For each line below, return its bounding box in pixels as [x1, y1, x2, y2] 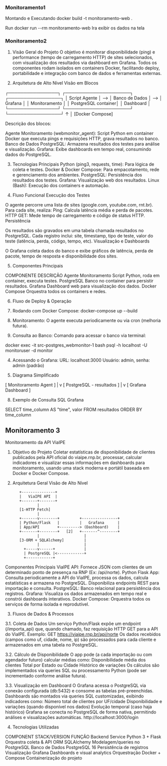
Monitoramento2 [5, 37, 47, 44]
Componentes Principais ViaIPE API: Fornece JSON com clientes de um [5, 564, 152, 570]
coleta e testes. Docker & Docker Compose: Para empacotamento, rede [12, 166, 160, 172]
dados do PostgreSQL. [5, 151, 52, 157]
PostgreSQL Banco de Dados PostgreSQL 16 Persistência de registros [5, 744, 149, 750]
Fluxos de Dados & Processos [12, 611, 74, 617]
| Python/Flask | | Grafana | [19, 520, 120, 525]
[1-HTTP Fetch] [19, 507, 51, 512]
